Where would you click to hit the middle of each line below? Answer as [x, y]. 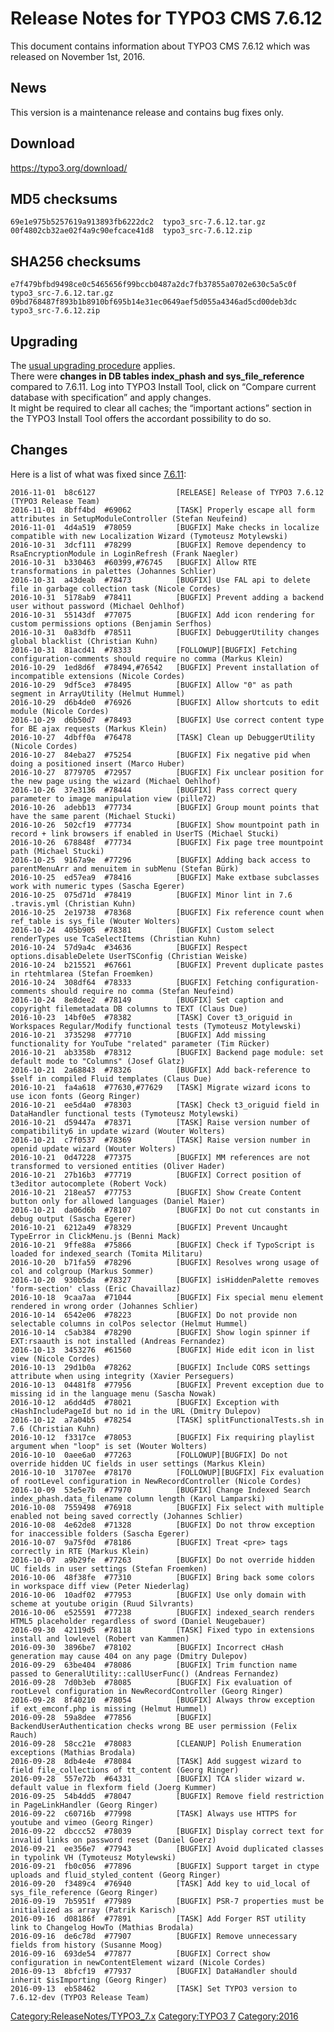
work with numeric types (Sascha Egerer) [98, 886]
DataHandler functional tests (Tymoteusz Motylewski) [125, 1113]
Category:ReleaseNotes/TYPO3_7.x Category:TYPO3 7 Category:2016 [154, 2016]
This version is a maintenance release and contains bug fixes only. [147, 112]
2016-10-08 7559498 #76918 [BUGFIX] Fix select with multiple [167, 1507]
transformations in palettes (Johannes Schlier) [113, 571]
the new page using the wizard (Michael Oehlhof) [116, 781]
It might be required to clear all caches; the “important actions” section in [161, 408]
